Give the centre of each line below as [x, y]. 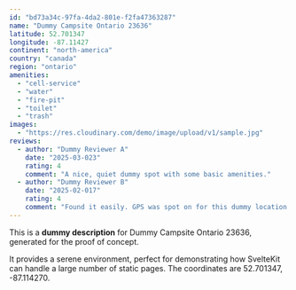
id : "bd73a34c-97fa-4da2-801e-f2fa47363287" [93, 17]
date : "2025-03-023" [63, 157]
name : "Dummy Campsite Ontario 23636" [81, 26]
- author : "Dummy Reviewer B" [73, 183]
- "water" [35, 91]
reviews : [25, 141]
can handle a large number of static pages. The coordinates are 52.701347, [146, 268]
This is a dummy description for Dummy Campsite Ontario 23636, [131, 232]
